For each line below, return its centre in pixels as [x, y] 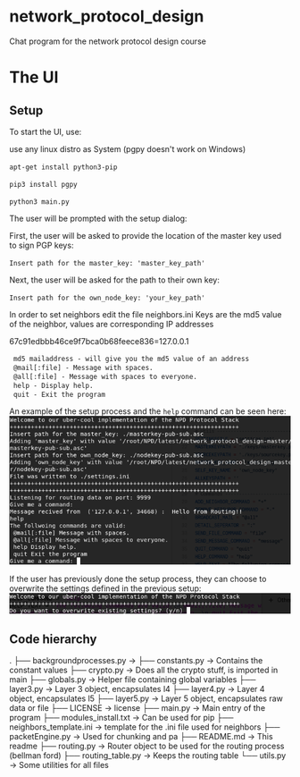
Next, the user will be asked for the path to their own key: [115, 280]
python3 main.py [39, 202]
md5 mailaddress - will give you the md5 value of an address [131, 359]
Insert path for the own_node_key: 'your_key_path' [107, 298]
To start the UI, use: [46, 131]
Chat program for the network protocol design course [108, 41]
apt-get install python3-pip [63, 167]
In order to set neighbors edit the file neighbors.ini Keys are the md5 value [146, 314]
